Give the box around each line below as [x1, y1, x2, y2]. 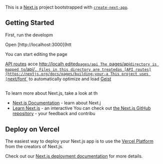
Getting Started [5, 18, 54, 27]
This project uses [110, 71, 149, 76]
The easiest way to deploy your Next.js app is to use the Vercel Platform [5, 138, 154, 144]
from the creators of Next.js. [5, 144, 63, 150]
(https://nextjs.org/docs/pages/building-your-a [5, 71, 108, 76]
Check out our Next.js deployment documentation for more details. [5, 153, 143, 159]
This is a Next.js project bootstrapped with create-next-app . [5, 4, 129, 10]
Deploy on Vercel [5, 125, 60, 134]
